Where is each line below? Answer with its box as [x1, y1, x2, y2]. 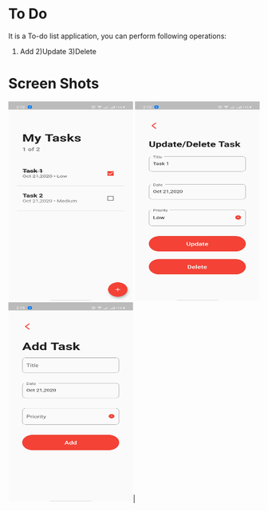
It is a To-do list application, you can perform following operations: [8, 31, 227, 41]
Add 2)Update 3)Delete [19, 46, 97, 56]
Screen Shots [8, 75, 100, 92]
